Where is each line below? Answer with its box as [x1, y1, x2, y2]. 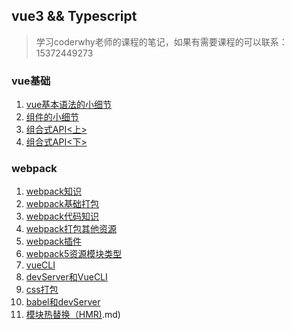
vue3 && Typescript [11, 8, 138, 25]
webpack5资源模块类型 [25, 248, 123, 260]
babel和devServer [25, 296, 101, 308]
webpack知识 [25, 185, 82, 198]
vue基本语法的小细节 [25, 99, 113, 111]
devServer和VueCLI [25, 271, 108, 283]
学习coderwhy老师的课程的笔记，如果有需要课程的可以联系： [35, 35, 288, 48]
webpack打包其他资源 [25, 223, 117, 235]
